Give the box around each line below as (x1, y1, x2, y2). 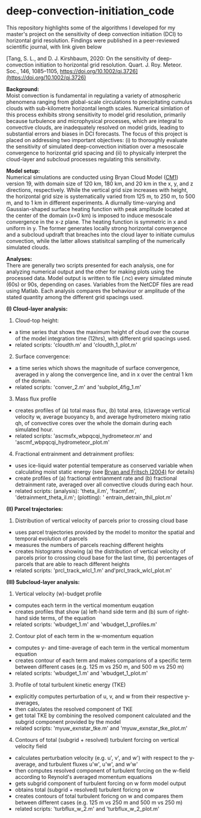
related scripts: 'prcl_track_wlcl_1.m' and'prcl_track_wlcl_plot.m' (14, 567, 172, 574)
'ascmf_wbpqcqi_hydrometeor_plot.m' (14, 438, 110, 446)
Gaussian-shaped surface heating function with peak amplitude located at (6, 205, 190, 212)
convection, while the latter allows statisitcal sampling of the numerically (6, 237, 185, 244)
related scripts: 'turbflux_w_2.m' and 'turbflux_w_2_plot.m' (14, 805, 160, 812)
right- (175, 608, 190, 615)
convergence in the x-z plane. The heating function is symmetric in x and (6, 218, 187, 225)
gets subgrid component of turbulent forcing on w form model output (14, 780, 186, 787)
